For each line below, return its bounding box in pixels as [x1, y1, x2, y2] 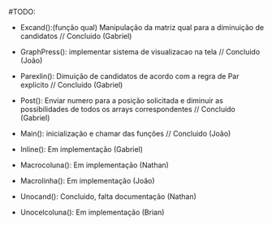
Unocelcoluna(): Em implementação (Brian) [19, 207, 165, 217]
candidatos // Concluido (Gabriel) [19, 32, 132, 41]
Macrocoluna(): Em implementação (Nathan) [19, 160, 169, 170]
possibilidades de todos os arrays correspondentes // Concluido [19, 105, 235, 114]
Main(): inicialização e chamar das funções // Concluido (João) [19, 129, 231, 138]
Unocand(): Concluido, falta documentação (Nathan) [19, 192, 197, 201]
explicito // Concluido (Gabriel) [19, 80, 123, 89]
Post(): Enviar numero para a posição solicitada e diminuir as [19, 96, 223, 105]
